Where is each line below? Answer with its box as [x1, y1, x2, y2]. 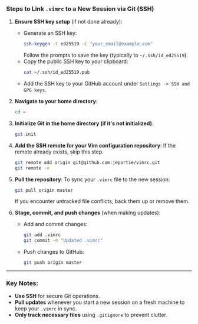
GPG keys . [23, 86, 47, 93]
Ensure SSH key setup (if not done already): [14, 18, 123, 25]
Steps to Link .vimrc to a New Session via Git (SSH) [6, 5, 154, 13]
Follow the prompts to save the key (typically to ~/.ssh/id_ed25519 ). [23, 52, 189, 59]
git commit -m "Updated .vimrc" [23, 238, 103, 244]
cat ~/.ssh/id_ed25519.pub [23, 70, 90, 76]
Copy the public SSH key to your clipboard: [23, 58, 128, 65]
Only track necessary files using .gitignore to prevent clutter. [14, 312, 168, 319]
